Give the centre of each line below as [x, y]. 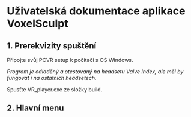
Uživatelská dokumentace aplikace [96, 11]
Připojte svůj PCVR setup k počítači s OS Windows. [70, 60]
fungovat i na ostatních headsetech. [52, 78]
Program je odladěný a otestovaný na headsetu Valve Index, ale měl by [95, 72]
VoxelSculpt [38, 24]
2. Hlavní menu [35, 108]
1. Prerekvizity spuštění [52, 46]
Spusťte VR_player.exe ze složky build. [55, 90]
